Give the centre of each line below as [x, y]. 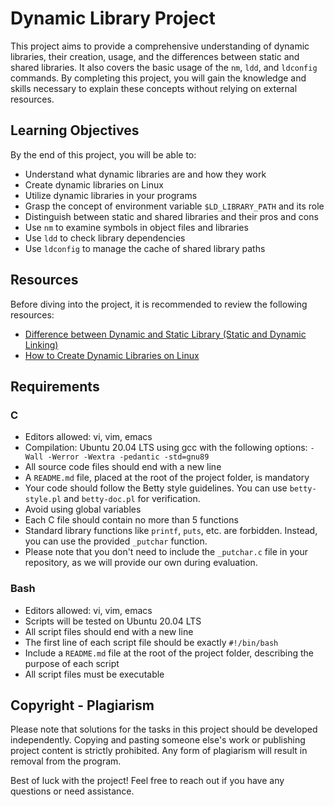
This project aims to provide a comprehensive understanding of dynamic [160, 46]
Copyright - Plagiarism [82, 705]
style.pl [43, 500]
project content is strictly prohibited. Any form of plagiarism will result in [159, 751]
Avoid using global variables [83, 509]
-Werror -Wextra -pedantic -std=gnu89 [128, 457]
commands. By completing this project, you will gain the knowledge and [158, 78]
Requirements [55, 386]
